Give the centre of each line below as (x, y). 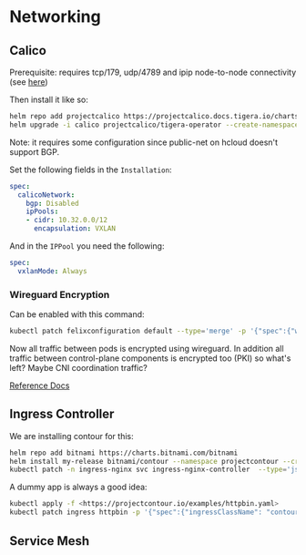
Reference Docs (40, 385)
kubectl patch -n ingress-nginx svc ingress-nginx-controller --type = (148, 470)
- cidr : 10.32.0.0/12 (66, 221)
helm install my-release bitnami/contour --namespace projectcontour (144, 461)
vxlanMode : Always (53, 271)
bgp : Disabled (52, 203)
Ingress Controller (62, 414)
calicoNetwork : (46, 195)
